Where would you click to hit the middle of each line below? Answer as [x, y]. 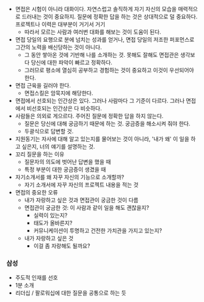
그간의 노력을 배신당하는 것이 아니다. [58, 47]
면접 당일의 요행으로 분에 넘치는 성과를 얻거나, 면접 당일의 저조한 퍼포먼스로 [105, 39]
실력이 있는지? [50, 215]
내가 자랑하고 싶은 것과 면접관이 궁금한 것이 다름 [81, 200]
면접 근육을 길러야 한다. [43, 85]
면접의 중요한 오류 [36, 192]
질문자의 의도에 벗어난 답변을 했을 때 [67, 162]
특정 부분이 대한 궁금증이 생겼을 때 [65, 169]
